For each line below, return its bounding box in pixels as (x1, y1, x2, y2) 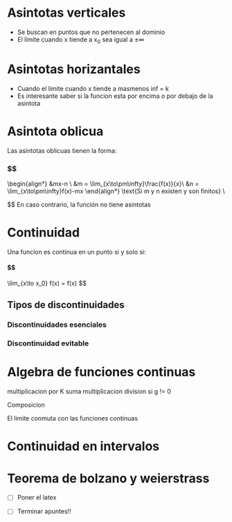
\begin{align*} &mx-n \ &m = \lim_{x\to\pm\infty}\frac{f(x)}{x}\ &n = (7, 179, 199, 188)
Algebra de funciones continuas (7, 364, 196, 380)
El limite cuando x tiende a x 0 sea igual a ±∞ (17, 35, 145, 45)
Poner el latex (17, 494, 57, 502)
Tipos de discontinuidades (7, 299, 125, 311)
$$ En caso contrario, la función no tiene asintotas (7, 200, 151, 209)
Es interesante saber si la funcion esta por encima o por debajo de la (17, 92, 213, 100)
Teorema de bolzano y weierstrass (7, 471, 210, 486)
